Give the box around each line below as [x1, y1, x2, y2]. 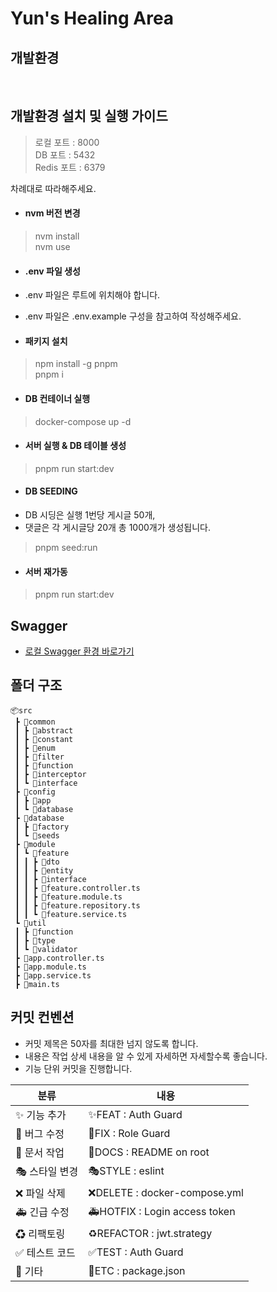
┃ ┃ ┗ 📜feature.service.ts [14, 909, 128, 919]
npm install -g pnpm [34, 358, 118, 370]
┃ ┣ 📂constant [14, 734, 74, 744]
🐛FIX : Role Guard [88, 1126, 171, 1140]
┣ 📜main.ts [14, 979, 60, 989]
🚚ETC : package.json [88, 1263, 186, 1277]
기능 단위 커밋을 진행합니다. [24, 1062, 133, 1074]
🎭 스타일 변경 [15, 1164, 79, 1178]
